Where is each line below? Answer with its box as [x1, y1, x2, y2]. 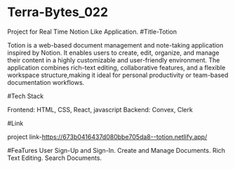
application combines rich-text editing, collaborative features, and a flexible [7, 63, 226, 72]
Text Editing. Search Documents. [7, 154, 102, 162]
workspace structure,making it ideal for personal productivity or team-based [7, 71, 229, 79]
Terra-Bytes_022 [7, 4, 109, 20]
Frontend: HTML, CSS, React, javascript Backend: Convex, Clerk [7, 105, 193, 114]
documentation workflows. [7, 78, 85, 86]
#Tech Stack [7, 92, 44, 100]
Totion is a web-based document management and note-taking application [7, 41, 224, 49]
